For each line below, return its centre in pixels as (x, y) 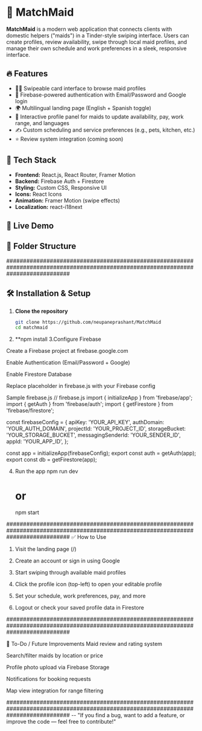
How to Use (92, 537)
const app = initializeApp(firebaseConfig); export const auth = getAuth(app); (101, 453)
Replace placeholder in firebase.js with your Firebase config (81, 386)
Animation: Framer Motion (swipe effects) (68, 200)
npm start (27, 512)
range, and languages (42, 123)
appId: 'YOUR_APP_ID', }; (37, 442)
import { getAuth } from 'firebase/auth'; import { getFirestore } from (90, 404)
